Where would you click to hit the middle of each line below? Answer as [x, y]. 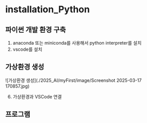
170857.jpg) [17, 86]
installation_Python [48, 9]
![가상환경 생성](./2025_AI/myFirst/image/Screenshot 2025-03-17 [73, 80]
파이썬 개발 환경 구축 [36, 29]
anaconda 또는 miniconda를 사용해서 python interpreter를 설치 [77, 43]
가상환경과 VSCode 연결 [37, 96]
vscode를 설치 [27, 49]
